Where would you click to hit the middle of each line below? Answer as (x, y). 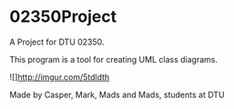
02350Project (63, 17)
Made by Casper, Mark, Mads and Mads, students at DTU (117, 94)
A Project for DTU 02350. (57, 42)
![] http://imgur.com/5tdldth (60, 77)
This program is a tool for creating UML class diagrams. (114, 59)
